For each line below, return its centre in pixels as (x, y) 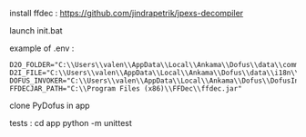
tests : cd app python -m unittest (71, 123)
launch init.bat (36, 30)
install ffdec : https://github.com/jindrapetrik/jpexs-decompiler (127, 13)
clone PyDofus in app (50, 105)
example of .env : (42, 48)
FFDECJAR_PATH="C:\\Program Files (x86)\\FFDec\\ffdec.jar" (126, 89)
